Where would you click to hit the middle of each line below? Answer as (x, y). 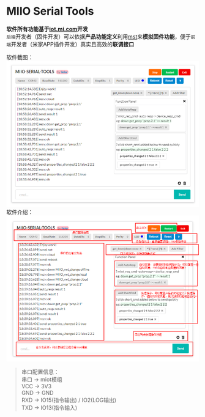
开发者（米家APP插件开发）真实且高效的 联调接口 (73, 44)
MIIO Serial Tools (50, 11)
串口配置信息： (40, 372)
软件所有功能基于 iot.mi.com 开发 (47, 29)
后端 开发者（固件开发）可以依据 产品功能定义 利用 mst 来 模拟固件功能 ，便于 (99, 36)
